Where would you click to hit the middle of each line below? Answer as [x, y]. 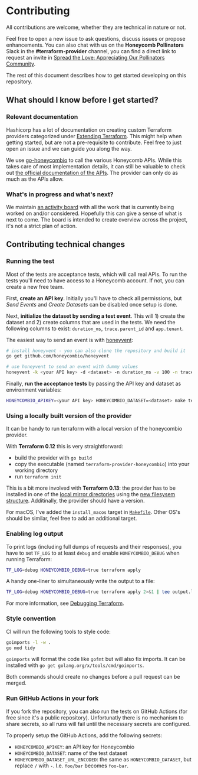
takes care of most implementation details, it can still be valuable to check [96, 166]
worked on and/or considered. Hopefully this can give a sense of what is [94, 213]
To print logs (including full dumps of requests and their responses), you [94, 546]
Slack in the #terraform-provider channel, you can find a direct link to [91, 51]
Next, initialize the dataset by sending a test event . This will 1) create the [95, 316]
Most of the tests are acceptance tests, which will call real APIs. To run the [97, 274]
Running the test [30, 261]
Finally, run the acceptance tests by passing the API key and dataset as [94, 384]
